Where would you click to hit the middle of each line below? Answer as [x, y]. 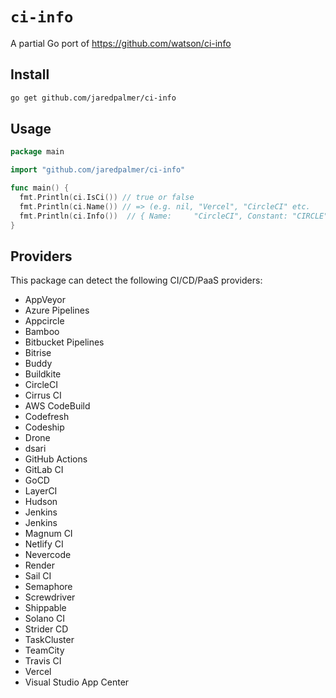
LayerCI [41, 491]
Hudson [41, 502]
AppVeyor [45, 300]
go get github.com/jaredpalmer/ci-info [93, 98]
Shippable [45, 608]
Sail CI [38, 576]
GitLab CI [44, 470]
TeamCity [44, 650]
